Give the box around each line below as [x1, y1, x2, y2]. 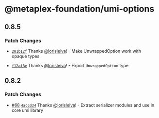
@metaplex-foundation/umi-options [4, 3, 155, 15]
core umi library [11, 107, 44, 113]
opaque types [11, 53, 40, 59]
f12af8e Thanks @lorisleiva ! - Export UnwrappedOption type [11, 62, 129, 68]
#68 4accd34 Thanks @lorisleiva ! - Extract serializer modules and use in [11, 102, 155, 108]
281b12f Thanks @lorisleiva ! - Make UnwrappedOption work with [11, 48, 142, 54]
